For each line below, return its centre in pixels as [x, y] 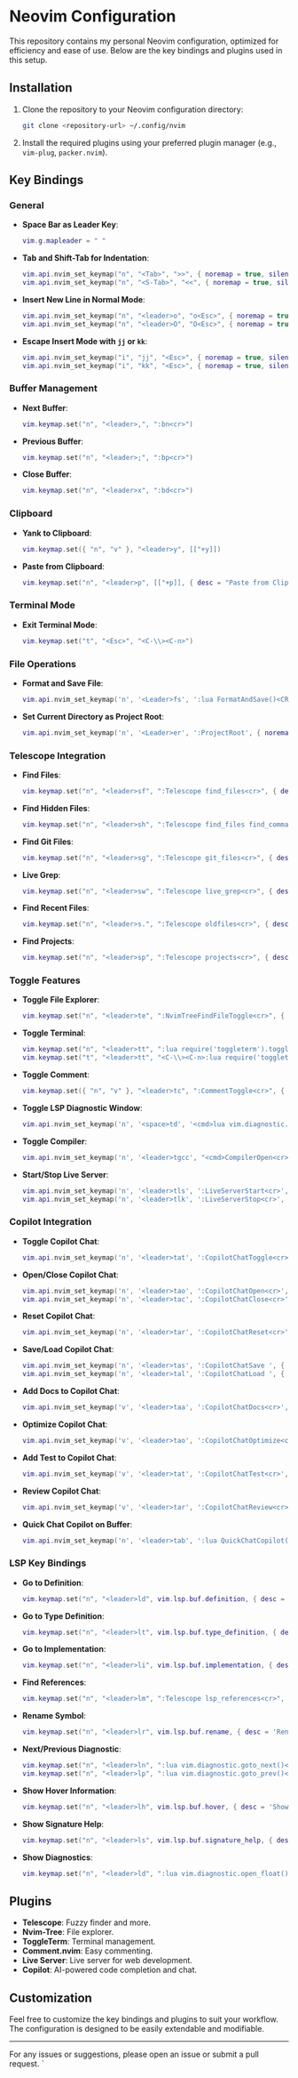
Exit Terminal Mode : [59, 624]
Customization [51, 1997]
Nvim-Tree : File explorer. [68, 1932]
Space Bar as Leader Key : [70, 225]
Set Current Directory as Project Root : [93, 716]
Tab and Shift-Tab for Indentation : [86, 258]
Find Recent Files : [55, 908]
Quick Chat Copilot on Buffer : [77, 1524]
